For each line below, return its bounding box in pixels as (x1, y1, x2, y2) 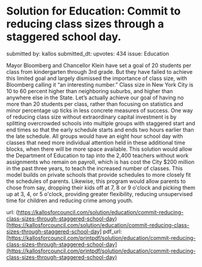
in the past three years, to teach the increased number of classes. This (6, 165, 183, 172)
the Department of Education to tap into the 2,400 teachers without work (6, 151, 189, 159)
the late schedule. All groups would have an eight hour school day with (6, 132, 183, 140)
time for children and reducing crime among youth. (6, 197, 133, 204)
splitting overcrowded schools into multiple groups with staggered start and (6, 119, 195, 127)
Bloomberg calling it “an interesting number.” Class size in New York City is (6, 81, 194, 88)
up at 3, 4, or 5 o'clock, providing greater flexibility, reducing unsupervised (6, 190, 193, 197)
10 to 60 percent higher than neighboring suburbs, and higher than (6, 87, 173, 94)
